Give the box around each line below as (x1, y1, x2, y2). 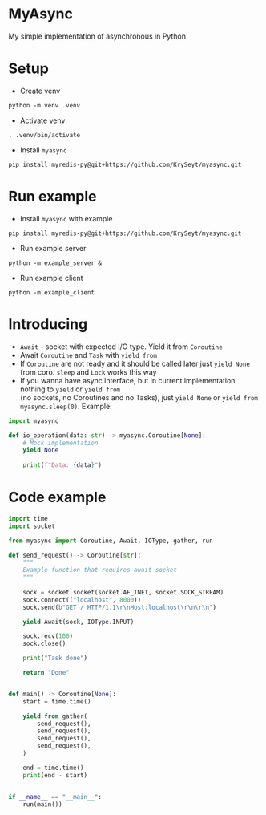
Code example (8, 489, 107, 506)
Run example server (19, 243, 87, 253)
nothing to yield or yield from (19, 384, 121, 394)
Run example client (19, 273, 83, 282)
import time (8, 514, 48, 522)
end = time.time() (22, 764, 84, 772)
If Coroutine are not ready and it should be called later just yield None (19, 359, 251, 368)
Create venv (19, 86, 61, 95)
